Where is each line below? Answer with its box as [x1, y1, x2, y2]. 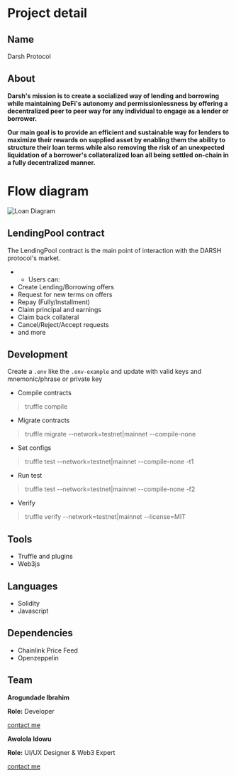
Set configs [17, 444, 52, 452]
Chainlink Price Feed [17, 645, 78, 655]
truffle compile [24, 402, 68, 411]
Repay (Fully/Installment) [17, 297, 91, 306]
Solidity [17, 599, 40, 607]
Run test [17, 471, 43, 480]
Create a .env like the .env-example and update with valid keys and [7, 368, 202, 376]
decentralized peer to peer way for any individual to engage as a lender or [7, 107, 229, 115]
